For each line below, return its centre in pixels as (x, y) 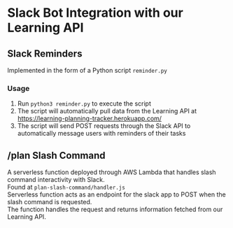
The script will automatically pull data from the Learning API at (107, 111)
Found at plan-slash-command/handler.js (66, 187)
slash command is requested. (50, 202)
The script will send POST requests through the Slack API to (104, 126)
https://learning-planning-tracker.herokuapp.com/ (90, 119)
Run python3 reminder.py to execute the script (84, 104)
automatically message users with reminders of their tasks (101, 134)
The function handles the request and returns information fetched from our (115, 209)
